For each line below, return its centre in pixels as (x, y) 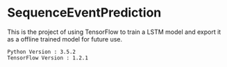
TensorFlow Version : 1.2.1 (48, 58)
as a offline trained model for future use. (65, 39)
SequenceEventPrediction (84, 13)
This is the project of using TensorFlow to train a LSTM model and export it (114, 32)
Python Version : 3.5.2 (42, 52)
